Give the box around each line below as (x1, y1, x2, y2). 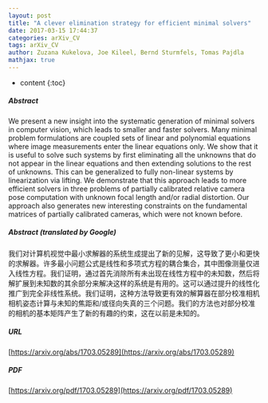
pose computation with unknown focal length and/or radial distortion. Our (8, 192, 250, 201)
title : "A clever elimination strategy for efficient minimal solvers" (8, 19, 251, 27)
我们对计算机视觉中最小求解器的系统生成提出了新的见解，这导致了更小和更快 (8, 248, 260, 258)
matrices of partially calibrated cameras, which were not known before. (8, 209, 243, 219)
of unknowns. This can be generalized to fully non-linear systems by (8, 166, 234, 176)
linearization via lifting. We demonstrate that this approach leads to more (8, 175, 247, 185)
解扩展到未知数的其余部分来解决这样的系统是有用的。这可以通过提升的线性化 (8, 278, 260, 288)
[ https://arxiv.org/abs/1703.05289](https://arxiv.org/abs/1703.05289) (8, 347, 235, 357)
